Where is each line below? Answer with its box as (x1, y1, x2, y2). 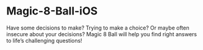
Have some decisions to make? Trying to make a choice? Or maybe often (6, 24, 190, 31)
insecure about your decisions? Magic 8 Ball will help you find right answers (6, 30, 197, 37)
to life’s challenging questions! (6, 37, 82, 44)
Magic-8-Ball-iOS (6, 4, 98, 18)
